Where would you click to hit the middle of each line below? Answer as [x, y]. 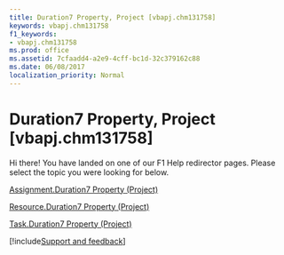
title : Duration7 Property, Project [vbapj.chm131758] [113, 17]
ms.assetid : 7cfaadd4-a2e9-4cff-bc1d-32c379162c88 [105, 59]
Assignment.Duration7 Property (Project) [83, 189]
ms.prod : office [39, 51]
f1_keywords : [33, 34]
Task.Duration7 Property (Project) [71, 224]
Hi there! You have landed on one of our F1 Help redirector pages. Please [142, 163]
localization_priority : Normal [67, 76]
